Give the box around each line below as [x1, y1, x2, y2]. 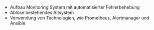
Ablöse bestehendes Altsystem [9, 9, 74, 15]
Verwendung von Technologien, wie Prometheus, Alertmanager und [9, 15, 150, 20]
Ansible [9, 20, 26, 26]
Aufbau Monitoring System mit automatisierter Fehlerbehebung [9, 4, 140, 10]
